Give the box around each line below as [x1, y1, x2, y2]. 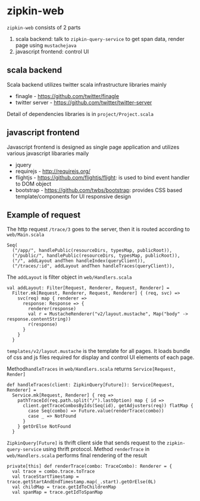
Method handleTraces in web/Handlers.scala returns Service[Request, [7, 365, 176, 373]
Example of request [7, 210, 81, 220]
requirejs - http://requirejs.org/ [15, 168, 91, 175]
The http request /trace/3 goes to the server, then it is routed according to [7, 226, 190, 233]
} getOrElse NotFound [17, 424, 71, 430]
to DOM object [15, 180, 52, 187]
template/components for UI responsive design [15, 193, 132, 200]
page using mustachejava [15, 42, 77, 49]
